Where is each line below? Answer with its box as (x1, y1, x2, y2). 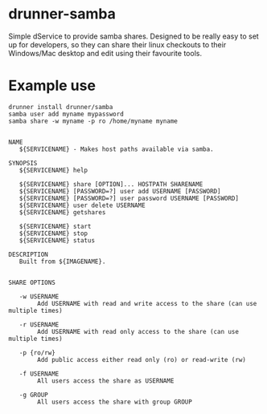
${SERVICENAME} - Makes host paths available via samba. (18, 145, 215, 153)
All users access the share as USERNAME (37, 376, 175, 385)
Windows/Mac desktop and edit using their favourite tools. (8, 48, 203, 58)
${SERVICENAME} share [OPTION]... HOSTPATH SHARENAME (18, 180, 203, 189)
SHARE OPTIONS (8, 278, 56, 286)
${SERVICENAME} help (18, 166, 88, 174)
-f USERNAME (18, 370, 60, 378)
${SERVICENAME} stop (18, 229, 88, 237)
